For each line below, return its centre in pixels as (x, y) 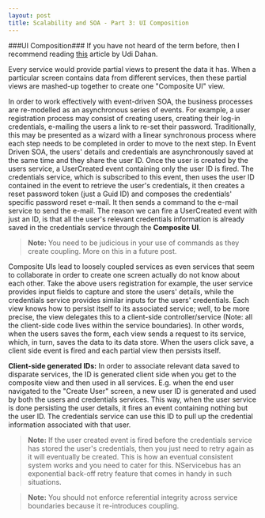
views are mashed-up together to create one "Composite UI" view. (117, 86)
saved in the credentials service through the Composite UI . (104, 227)
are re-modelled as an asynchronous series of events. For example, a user (129, 110)
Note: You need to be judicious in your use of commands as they (133, 243)
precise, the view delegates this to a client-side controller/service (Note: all (131, 316)
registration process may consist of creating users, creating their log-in (124, 118)
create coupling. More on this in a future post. (102, 251)
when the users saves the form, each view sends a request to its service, (127, 334)
